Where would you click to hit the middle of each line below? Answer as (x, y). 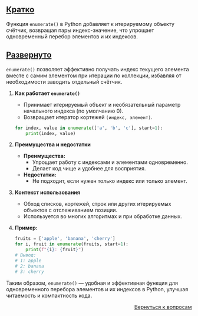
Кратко (20, 10)
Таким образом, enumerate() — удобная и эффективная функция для (92, 283)
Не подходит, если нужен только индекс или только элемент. (110, 181)
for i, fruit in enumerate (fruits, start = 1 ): (71, 244)
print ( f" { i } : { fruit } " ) (55, 250)
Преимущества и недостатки (53, 144)
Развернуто (29, 55)
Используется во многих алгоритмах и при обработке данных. (103, 216)
